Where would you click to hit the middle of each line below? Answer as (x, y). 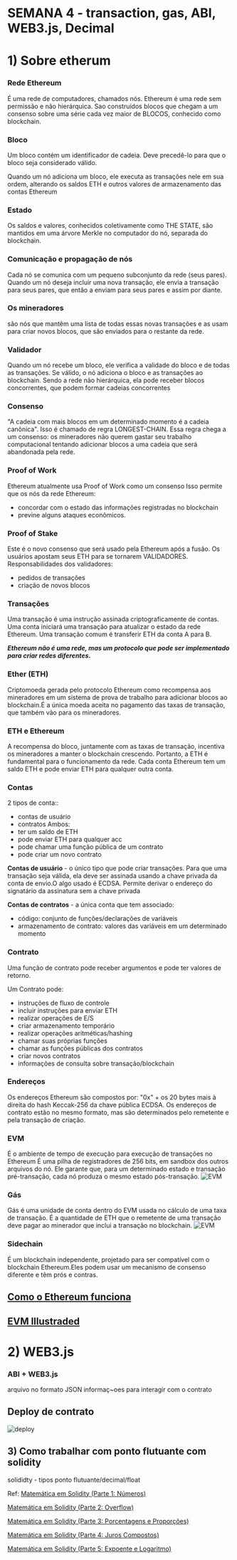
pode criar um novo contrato (59, 855)
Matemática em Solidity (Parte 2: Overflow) (70, 1507)
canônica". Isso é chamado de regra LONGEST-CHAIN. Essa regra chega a (117, 429)
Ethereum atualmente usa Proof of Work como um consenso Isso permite (115, 486)
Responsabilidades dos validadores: (60, 564)
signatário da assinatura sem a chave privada (74, 891)
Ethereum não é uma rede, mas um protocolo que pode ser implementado (118, 648)
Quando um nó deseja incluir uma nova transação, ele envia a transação (113, 282)
